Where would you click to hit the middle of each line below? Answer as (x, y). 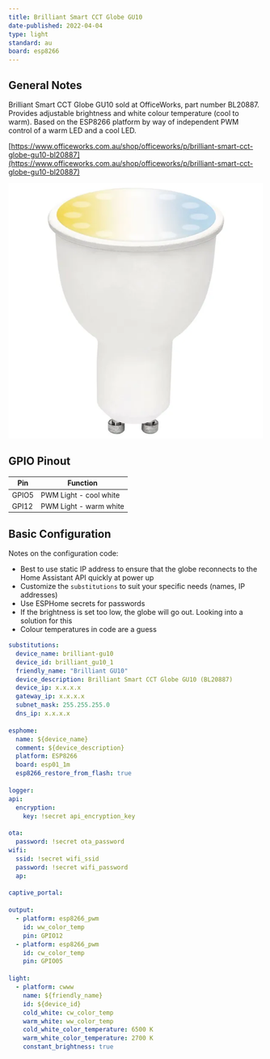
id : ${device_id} (52, 1004)
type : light (28, 34)
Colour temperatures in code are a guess (89, 630)
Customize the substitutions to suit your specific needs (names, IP (132, 587)
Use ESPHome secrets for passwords (82, 604)
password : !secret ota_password (70, 842)
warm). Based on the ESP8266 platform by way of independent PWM (124, 122)
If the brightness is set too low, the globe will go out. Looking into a (132, 613)
